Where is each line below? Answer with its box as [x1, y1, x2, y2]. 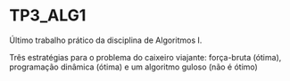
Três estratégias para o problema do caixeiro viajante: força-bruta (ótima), [9, 52, 282, 62]
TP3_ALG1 [9, 5, 87, 26]
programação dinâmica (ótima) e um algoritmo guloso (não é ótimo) [9, 61, 259, 72]
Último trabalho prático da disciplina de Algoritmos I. [9, 35, 203, 45]
